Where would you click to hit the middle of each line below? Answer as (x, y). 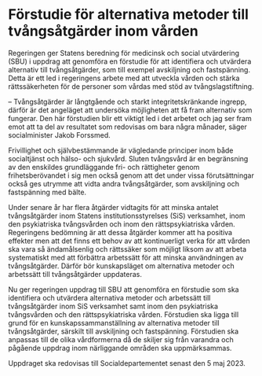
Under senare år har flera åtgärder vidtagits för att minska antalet (113, 207)
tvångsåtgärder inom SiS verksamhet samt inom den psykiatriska (113, 306)
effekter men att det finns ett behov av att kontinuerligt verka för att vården (129, 241)
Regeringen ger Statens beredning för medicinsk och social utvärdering (124, 53)
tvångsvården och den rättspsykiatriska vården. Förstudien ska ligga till (124, 314)
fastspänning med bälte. (47, 192)
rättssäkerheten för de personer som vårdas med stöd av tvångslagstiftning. (131, 86)
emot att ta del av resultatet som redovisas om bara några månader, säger (127, 127)
